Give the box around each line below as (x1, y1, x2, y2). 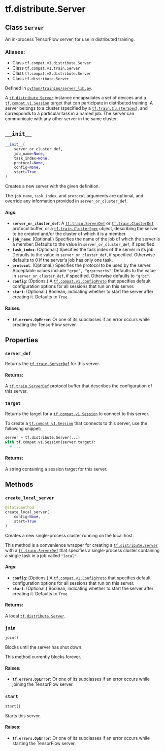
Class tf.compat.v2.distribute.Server (12, 70, 91, 76)
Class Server (5, 23, 44, 32)
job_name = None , (14, 151, 45, 156)
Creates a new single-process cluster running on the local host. (5, 532, 134, 538)
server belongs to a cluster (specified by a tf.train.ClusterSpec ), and (5, 105, 148, 111)
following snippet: (5, 425, 41, 431)
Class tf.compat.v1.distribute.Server (12, 60, 91, 66)
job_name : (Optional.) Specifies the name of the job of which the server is (12, 236, 160, 242)
